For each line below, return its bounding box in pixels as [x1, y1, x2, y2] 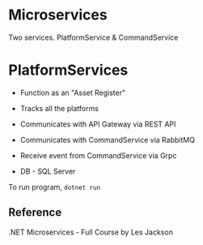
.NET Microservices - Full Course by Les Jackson [8, 227, 174, 237]
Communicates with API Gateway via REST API [19, 119, 176, 129]
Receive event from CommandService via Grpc [19, 150, 177, 160]
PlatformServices [8, 61, 129, 80]
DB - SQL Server [19, 166, 76, 176]
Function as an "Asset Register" [19, 88, 126, 97]
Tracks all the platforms [19, 103, 99, 113]
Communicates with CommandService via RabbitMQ [19, 135, 196, 144]
